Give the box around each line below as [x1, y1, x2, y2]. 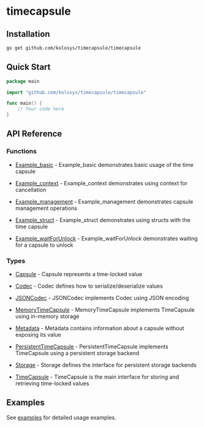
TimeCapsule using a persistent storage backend [15, 350, 140, 357]
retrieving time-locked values [15, 380, 89, 387]
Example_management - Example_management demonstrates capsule [15, 198, 194, 205]
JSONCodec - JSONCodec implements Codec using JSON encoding [15, 294, 189, 302]
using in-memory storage [15, 313, 80, 320]
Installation [6, 29, 50, 39]
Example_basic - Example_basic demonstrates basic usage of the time [15, 161, 194, 168]
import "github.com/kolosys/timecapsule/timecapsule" [6, 89, 147, 96]
